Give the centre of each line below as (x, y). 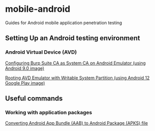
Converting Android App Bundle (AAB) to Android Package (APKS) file (77, 123)
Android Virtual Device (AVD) (41, 52)
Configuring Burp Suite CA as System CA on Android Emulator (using (76, 63)
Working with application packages (49, 112)
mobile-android (38, 9)
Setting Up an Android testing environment (73, 38)
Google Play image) (25, 83)
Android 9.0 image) (25, 68)
